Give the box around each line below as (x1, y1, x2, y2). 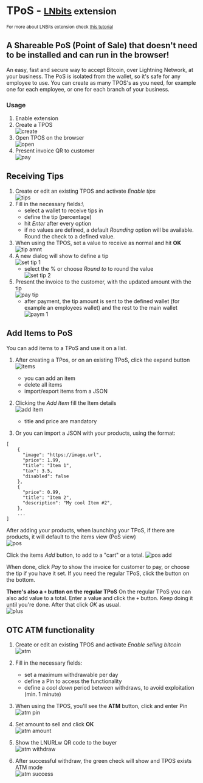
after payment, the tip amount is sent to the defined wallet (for (24, 297, 180, 305)
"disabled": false (22, 473, 69, 479)
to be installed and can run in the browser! (6, 50, 170, 60)
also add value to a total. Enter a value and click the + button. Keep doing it (6, 594, 193, 601)
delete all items (24, 381, 63, 388)
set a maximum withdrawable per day (24, 671, 119, 679)
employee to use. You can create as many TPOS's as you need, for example (6, 79, 196, 86)
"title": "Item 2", (22, 495, 72, 501)
